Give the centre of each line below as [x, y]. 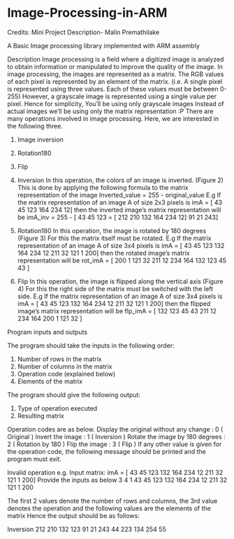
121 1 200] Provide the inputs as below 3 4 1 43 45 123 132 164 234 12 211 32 [117, 480]
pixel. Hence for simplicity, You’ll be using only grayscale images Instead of [116, 103]
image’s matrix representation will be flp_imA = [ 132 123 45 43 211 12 [117, 311]
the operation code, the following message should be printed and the [107, 451]
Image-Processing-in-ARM [87, 13]
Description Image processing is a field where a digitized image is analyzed [116, 59]
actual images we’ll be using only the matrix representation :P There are [110, 111]
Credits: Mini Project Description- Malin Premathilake [83, 32]
